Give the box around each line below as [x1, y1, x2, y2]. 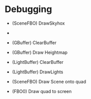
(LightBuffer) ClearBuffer [12, 59, 64, 65]
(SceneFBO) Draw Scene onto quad [12, 78, 86, 84]
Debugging [5, 4, 52, 15]
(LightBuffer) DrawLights [12, 69, 63, 75]
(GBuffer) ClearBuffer [12, 39, 57, 46]
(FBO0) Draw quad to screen [12, 88, 72, 94]
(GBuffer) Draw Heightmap [12, 49, 68, 55]
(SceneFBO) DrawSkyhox [12, 20, 65, 26]
